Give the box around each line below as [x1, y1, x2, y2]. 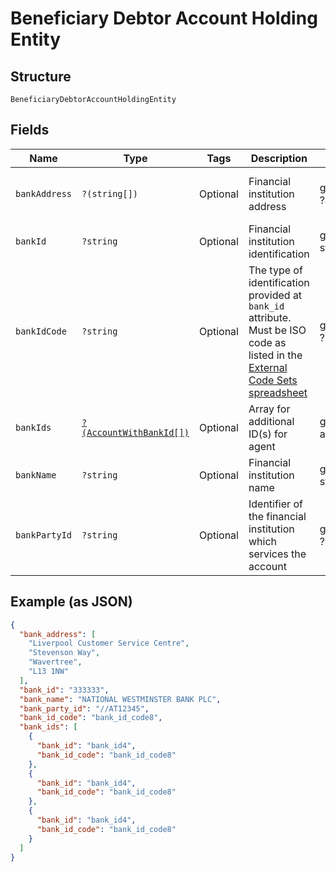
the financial [248, 509, 307, 523]
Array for [248, 402, 291, 416]
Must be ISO [248, 323, 307, 337]
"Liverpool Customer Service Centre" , [28, 638, 190, 649]
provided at [248, 288, 303, 302]
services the [248, 547, 307, 561]
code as [248, 335, 287, 349]
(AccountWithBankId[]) [81, 427, 190, 438]
